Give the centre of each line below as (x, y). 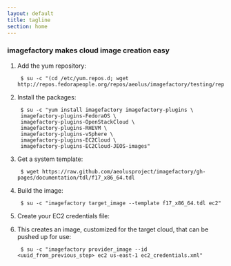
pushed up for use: (44, 236)
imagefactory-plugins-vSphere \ (67, 134)
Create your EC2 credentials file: (63, 216)
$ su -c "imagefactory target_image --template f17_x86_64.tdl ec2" (121, 203)
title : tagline (29, 20)
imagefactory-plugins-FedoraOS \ (68, 116)
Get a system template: (50, 159)
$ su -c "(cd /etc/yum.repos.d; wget (74, 78)
